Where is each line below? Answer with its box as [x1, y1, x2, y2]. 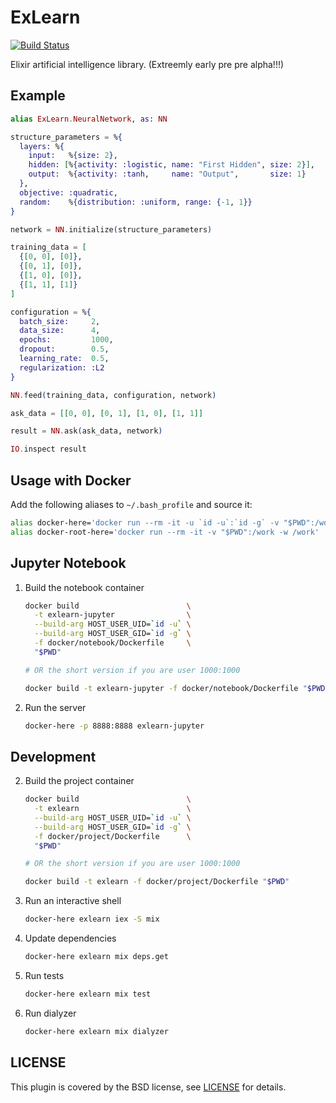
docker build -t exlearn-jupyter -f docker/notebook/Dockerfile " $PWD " [24, 683, 330, 693]
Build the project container [24, 775, 135, 787]
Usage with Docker [10, 472, 132, 489]
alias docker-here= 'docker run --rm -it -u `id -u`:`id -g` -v [10, 517, 280, 528]
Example [10, 87, 66, 105]
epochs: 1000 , [19, 335, 114, 345]
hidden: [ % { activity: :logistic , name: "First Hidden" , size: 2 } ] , [28, 160, 316, 170]
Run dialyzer [24, 1007, 77, 1019]
